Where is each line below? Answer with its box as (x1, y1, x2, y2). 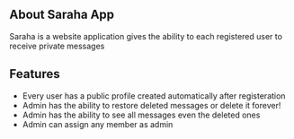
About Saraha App (9, 7, 115, 22)
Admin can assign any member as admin (22, 118, 174, 129)
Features (9, 66, 60, 82)
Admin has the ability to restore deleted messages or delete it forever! (22, 100, 281, 110)
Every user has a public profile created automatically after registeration (22, 90, 286, 101)
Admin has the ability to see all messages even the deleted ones (22, 109, 261, 120)
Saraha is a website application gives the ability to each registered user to (9, 30, 283, 41)
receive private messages (9, 40, 105, 51)
